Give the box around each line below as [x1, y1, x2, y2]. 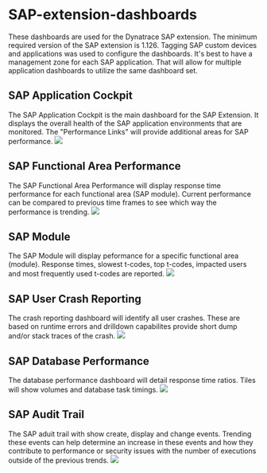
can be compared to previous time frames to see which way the [8, 197, 217, 207]
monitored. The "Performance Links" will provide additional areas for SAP [8, 127, 249, 136]
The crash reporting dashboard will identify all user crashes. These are [8, 313, 241, 323]
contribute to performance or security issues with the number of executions [8, 446, 257, 455]
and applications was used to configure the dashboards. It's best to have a [8, 49, 253, 58]
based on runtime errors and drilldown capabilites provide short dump [8, 322, 238, 331]
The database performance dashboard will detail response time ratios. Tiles [8, 376, 256, 385]
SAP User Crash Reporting [8, 292, 141, 306]
